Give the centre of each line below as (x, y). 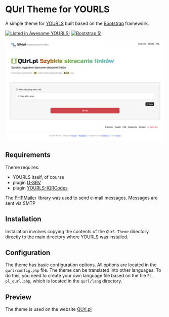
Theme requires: (22, 167)
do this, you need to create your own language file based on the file (76, 276)
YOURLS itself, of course (38, 177)
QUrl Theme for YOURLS (57, 9)
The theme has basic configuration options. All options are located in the (81, 265)
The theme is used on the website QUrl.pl (49, 309)
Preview (18, 297)
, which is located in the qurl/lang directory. (76, 281)
